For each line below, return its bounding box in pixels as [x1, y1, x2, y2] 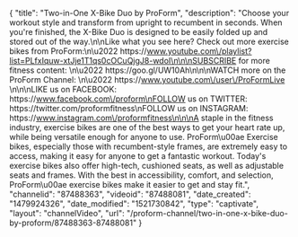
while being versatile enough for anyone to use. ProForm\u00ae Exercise [9, 132, 278, 142]
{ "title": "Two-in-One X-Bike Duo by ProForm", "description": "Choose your [9, 8, 290, 18]
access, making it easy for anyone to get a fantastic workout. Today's [9, 151, 267, 161]
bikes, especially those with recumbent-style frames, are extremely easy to [9, 141, 288, 152]
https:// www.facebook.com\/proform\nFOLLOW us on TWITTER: [9, 93, 248, 104]
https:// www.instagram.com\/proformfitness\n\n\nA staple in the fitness [9, 112, 274, 123]
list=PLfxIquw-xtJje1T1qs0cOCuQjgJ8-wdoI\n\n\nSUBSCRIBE [9, 56, 237, 66]
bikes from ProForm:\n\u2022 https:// [9, 46, 147, 57]
